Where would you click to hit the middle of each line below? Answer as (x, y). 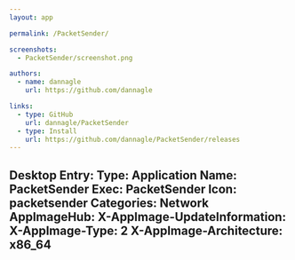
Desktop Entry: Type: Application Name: (123, 175)
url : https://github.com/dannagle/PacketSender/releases (133, 139)
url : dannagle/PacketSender (77, 122)
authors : (25, 74)
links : (21, 106)
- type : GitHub (45, 114)
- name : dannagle (49, 82)
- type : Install (47, 131)
